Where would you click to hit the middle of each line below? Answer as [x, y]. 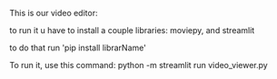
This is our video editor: [54, 13]
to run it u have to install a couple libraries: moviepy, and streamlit [132, 30]
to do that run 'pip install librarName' [78, 48]
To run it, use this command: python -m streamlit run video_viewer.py [138, 65]
